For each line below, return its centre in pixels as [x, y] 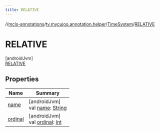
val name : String [48, 108]
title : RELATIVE [22, 10]
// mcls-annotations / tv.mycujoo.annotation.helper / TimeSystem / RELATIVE [80, 24]
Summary [48, 93]
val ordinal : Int [45, 122]
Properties [22, 79]
